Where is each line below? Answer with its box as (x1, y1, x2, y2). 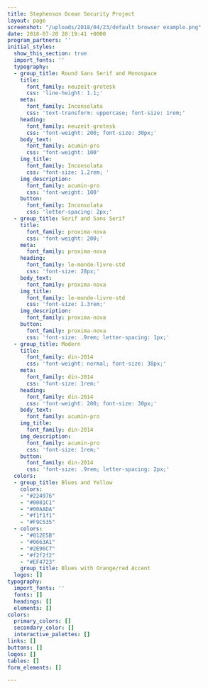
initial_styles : (7, 43, 55, 50)
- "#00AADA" (20, 506, 55, 513)
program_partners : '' (7, 37, 72, 44)
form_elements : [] (7, 664, 62, 671)
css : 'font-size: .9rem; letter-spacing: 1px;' (26, 334, 170, 341)
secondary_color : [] (13, 624, 75, 632)
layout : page (7, 17, 46, 24)
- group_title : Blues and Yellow (13, 479, 113, 486)
